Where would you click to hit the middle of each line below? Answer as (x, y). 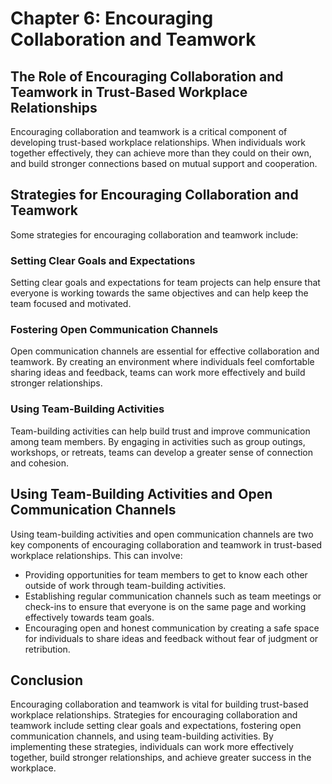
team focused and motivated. (71, 304)
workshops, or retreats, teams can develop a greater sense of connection (162, 452)
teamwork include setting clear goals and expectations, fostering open (156, 726)
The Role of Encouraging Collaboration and (147, 76)
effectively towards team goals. (89, 617)
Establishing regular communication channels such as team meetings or (173, 596)
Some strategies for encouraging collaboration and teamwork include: (154, 234)
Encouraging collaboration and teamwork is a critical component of (149, 131)
